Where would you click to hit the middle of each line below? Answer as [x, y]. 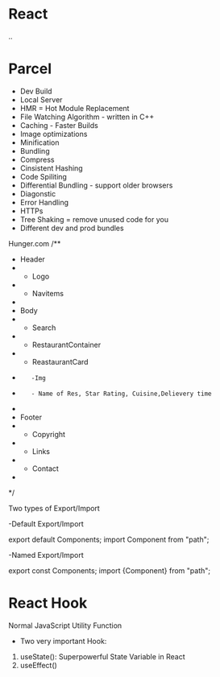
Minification [39, 142]
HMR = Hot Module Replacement [75, 108]
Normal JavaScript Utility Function [65, 625]
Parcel [30, 69]
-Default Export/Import [46, 523]
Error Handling [44, 202]
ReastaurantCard [60, 361]
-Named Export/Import [46, 555]
